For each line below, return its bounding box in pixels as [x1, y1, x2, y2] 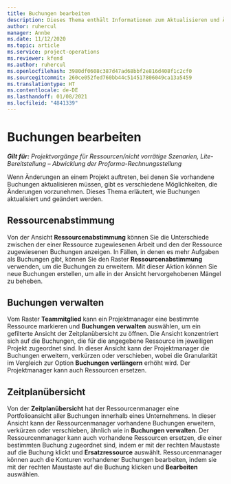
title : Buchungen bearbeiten [7, 10, 91, 17]
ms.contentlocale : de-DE [7, 87, 78, 94]
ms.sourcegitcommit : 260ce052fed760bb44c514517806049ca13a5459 [7, 74, 192, 81]
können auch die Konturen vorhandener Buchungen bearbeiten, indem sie [7, 456, 217, 464]
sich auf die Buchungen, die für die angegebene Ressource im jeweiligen [7, 337, 214, 345]
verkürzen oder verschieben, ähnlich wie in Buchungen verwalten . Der [7, 426, 210, 434]
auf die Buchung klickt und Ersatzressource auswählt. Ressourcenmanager [7, 448, 222, 456]
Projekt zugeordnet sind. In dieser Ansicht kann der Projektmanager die [7, 344, 210, 353]
